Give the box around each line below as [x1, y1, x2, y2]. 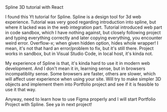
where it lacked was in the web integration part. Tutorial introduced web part [5, 24, 163, 30]
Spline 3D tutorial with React [5, 4, 64, 10]
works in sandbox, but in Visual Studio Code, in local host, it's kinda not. [5, 51, 154, 56]
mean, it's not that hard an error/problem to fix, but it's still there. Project [5, 46, 154, 51]
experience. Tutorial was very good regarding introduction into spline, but [5, 19, 156, 25]
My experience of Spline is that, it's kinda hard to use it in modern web [5, 60, 151, 66]
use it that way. [5, 87, 36, 92]
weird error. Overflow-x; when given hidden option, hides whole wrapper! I [5, 40, 159, 46]
